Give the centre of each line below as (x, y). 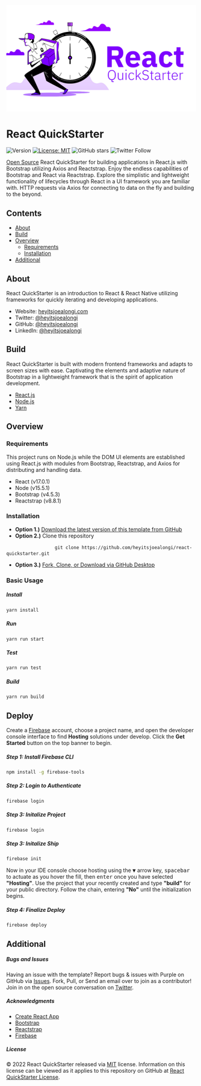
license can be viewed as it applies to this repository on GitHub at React (95, 1071)
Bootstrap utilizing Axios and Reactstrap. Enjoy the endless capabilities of (97, 169)
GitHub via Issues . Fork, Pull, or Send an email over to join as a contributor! (99, 981)
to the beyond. (24, 194)
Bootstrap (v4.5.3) (37, 494)
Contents (24, 213)
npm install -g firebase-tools (45, 772)
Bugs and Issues (28, 959)
